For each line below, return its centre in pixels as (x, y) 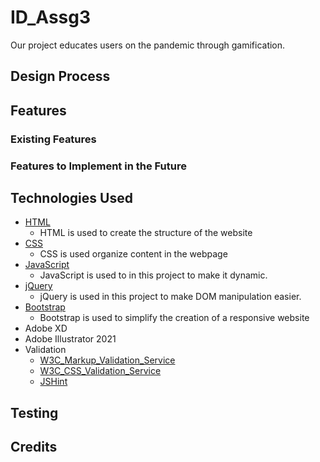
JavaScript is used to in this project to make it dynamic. (153, 275)
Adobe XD (46, 328)
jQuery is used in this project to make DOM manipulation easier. (170, 297)
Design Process (60, 76)
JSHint (53, 382)
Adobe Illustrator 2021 (70, 339)
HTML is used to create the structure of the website (146, 233)
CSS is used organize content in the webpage (133, 254)
